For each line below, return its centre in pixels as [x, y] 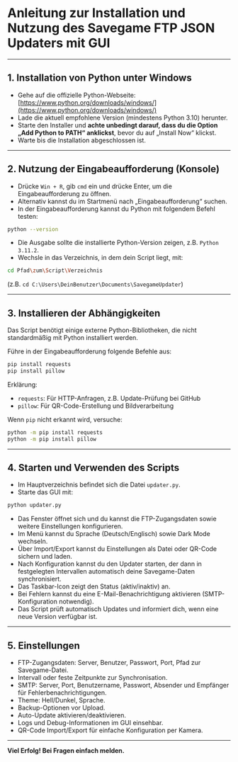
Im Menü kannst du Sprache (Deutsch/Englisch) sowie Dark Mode [114, 534]
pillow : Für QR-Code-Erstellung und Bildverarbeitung [96, 406]
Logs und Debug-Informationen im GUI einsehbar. [90, 723]
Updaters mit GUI [59, 43]
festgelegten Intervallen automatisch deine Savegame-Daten [106, 571]
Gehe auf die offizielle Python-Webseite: [76, 95]
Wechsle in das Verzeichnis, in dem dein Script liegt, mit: [100, 258]
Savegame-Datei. [43, 670]
